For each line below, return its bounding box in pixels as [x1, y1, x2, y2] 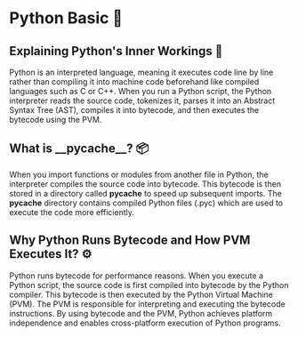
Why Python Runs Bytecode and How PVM [9, 233, 251, 248]
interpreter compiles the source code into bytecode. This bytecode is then [9, 178, 282, 189]
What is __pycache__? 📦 [9, 141, 149, 156]
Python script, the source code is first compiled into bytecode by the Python [9, 279, 289, 290]
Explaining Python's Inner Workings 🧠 [9, 44, 223, 59]
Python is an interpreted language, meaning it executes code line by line [9, 67, 274, 77]
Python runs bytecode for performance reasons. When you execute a [9, 270, 264, 281]
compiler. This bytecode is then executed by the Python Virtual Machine [9, 289, 274, 300]
